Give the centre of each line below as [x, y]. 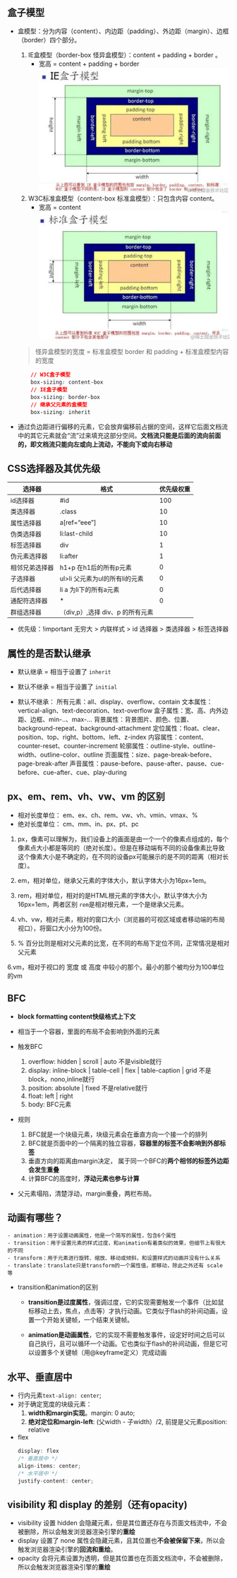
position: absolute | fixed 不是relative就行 [88, 1088]
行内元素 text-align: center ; [59, 1395]
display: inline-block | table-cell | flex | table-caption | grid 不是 [120, 1070]
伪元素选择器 [29, 556]
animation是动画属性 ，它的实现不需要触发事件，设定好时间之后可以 [127, 1335]
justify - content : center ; [55, 1481]
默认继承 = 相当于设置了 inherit [64, 672]
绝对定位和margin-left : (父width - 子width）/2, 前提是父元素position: [128, 1422]
